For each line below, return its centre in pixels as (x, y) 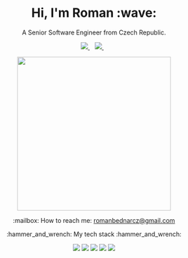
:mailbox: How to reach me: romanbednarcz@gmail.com (94, 220)
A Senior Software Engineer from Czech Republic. (94, 32)
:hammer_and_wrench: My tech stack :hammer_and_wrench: (94, 234)
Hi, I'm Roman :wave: (94, 13)
